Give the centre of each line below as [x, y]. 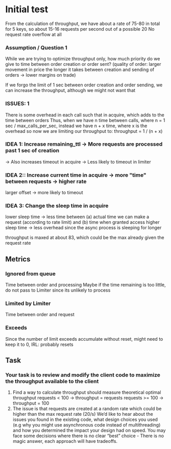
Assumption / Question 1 [36, 48]
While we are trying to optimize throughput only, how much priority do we [83, 59]
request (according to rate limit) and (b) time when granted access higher [82, 222]
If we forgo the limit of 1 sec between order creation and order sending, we [84, 85]
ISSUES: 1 [17, 104]
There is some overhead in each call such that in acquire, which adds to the [85, 115]
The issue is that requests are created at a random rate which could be [87, 409]
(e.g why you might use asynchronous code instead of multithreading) [87, 425]
